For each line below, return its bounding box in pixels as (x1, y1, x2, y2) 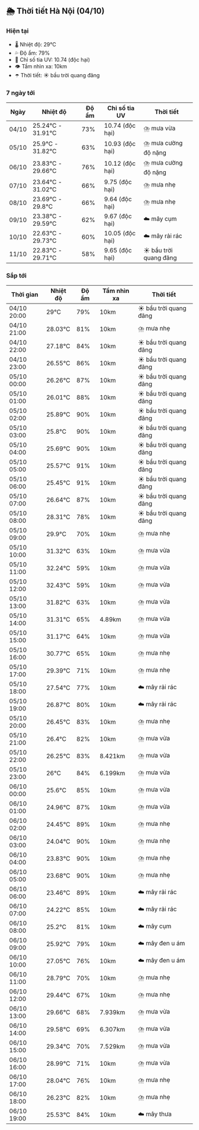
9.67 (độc (104, 212, 132, 220)
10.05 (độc (104, 229, 136, 237)
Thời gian (11, 291, 38, 299)
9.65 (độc (104, 246, 132, 254)
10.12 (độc (104, 159, 136, 168)
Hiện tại (6, 27, 29, 35)
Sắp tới (6, 271, 27, 279)
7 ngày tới (6, 89, 36, 97)
